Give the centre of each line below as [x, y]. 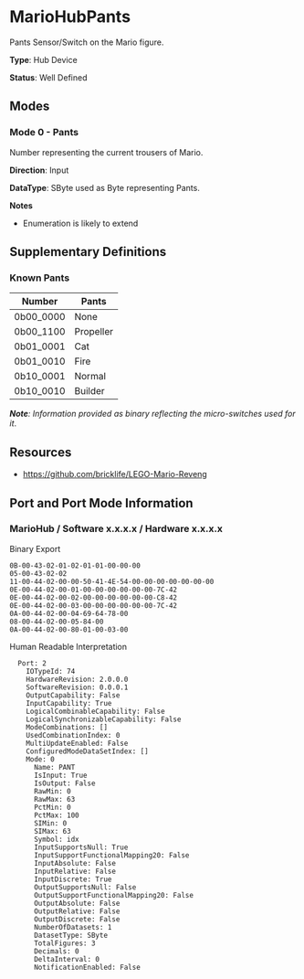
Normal [90, 377]
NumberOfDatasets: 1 [73, 927]
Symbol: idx [56, 839]
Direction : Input [39, 170]
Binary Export [35, 548]
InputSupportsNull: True [81, 847]
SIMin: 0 [50, 823]
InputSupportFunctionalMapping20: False [111, 855]
